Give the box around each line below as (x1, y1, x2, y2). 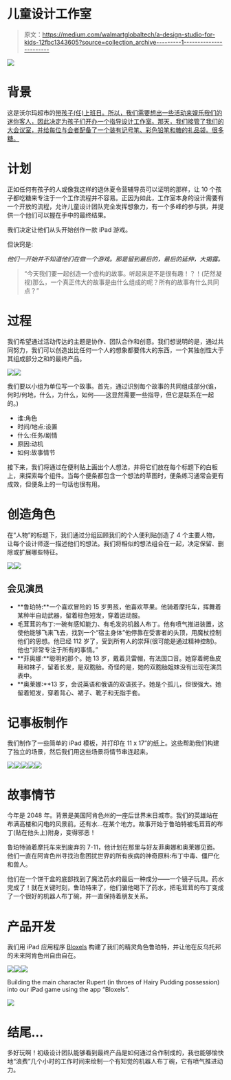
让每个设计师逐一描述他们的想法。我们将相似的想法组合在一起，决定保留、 (7, 539, 218, 548)
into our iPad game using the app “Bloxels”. (7, 985, 129, 994)
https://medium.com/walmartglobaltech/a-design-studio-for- (42, 30, 215, 39)
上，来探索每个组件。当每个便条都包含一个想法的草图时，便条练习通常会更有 (7, 471, 224, 479)
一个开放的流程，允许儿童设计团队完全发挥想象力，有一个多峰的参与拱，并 (7, 202, 218, 210)
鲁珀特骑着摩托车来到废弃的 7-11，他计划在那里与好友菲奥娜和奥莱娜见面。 (7, 843, 219, 852)
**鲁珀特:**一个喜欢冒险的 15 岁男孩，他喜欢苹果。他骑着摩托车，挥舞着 (16, 603, 221, 611)
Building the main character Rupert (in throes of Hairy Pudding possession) (7, 978, 220, 986)
